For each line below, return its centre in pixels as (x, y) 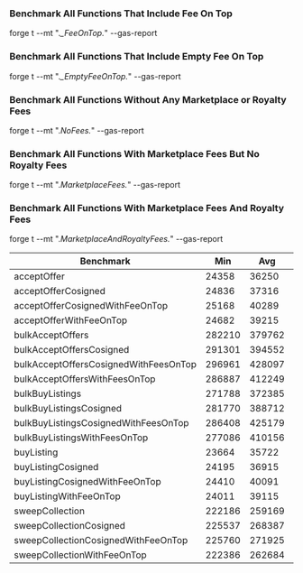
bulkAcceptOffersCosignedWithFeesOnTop (105, 365)
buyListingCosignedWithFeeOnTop (87, 482)
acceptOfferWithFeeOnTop (71, 320)
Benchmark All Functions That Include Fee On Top (121, 14)
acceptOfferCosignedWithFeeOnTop (91, 306)
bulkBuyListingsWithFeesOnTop (81, 438)
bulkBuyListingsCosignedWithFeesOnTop (101, 423)
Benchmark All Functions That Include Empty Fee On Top (137, 57)
